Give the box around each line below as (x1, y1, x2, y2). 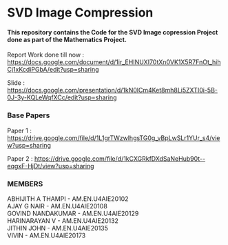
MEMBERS (7, 179, 43, 188)
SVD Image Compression (7, 5, 154, 21)
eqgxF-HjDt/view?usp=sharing (7, 161, 94, 170)
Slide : (7, 79, 25, 87)
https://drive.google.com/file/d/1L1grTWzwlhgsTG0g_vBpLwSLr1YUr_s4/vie (7, 133, 220, 142)
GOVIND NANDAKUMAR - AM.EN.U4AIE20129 (7, 209, 139, 217)
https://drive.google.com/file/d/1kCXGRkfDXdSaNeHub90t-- (34, 154, 205, 163)
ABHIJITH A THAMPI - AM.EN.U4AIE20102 (7, 195, 129, 203)
